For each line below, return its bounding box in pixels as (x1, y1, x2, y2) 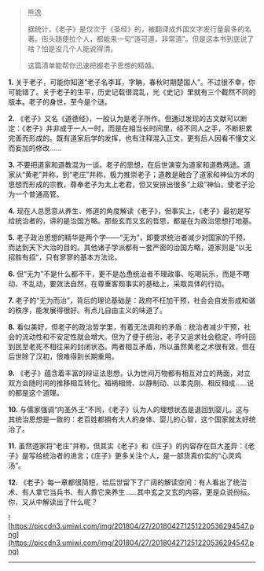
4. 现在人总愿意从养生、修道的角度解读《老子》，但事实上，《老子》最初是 (8, 206, 244, 216)
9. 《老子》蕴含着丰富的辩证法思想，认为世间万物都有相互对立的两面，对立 (8, 369, 251, 378)
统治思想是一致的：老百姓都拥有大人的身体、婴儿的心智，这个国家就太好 (14, 414, 249, 424)
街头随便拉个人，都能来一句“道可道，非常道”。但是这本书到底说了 (41, 35, 255, 43)
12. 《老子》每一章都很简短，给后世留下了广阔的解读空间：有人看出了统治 (8, 477, 247, 487)
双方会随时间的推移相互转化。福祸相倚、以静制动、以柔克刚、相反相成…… (8, 378, 247, 388)
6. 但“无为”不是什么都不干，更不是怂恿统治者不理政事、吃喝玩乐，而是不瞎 (8, 269, 250, 278)
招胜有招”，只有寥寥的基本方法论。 (8, 252, 122, 262)
